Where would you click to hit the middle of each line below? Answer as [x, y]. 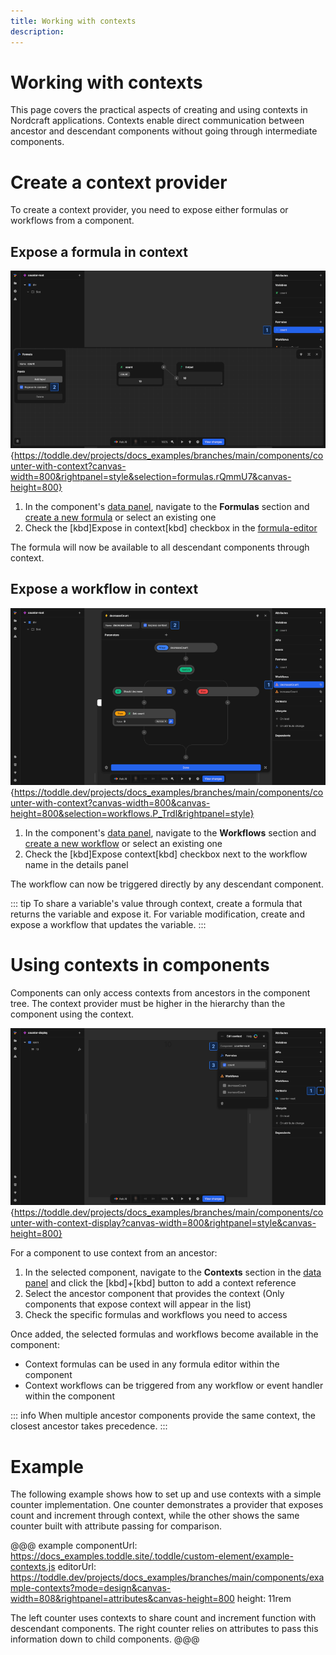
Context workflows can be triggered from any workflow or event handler [174, 1386]
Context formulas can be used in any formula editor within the [152, 1364]
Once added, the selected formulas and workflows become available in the [164, 1334]
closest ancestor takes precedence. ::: [89, 1426]
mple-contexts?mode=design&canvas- [91, 1588]
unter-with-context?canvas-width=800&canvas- [110, 803]
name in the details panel [76, 864]
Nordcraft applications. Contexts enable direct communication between [157, 121]
